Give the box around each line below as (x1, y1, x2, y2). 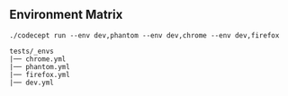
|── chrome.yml (9, 54, 67, 64)
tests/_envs (9, 47, 54, 56)
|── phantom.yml (9, 62, 70, 71)
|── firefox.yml (9, 70, 70, 79)
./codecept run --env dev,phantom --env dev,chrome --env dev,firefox (9, 31, 280, 39)
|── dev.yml (9, 78, 54, 87)
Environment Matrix (9, 7, 123, 22)
